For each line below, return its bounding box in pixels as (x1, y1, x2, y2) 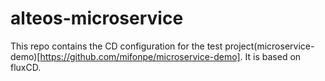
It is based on (244, 50, 302, 62)
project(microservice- (224, 40, 315, 52)
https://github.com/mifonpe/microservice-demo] (39, 50, 241, 62)
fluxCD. (10, 61, 42, 73)
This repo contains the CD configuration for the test (10, 40, 223, 52)
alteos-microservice (10, 7, 184, 30)
